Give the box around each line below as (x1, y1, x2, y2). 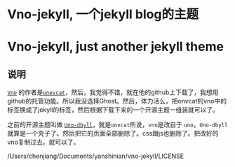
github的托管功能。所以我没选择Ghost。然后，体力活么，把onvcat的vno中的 (7, 97, 227, 106)
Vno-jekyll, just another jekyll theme (7, 39, 224, 55)
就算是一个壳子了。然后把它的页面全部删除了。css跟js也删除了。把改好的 (7, 129, 219, 138)
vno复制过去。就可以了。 (7, 138, 80, 147)
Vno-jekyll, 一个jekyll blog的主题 (7, 6, 199, 22)
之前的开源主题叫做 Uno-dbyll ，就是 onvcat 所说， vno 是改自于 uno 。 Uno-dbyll (7, 120, 228, 129)
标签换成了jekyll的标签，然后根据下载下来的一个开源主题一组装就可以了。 (7, 106, 219, 114)
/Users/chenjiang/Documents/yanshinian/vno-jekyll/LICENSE (7, 152, 184, 161)
